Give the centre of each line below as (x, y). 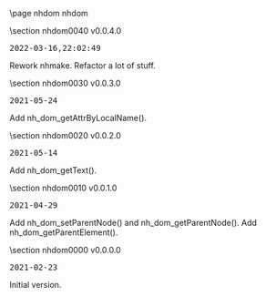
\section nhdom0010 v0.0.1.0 (63, 188)
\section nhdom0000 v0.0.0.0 (65, 250)
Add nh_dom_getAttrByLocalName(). (78, 118)
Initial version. (36, 285)
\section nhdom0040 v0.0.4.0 (66, 31)
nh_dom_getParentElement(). (64, 232)
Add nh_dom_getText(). (53, 170)
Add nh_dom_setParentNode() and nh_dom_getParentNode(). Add (133, 223)
